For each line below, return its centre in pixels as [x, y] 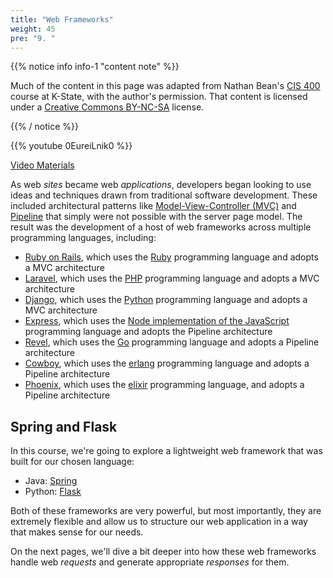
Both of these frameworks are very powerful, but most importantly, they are [166, 511]
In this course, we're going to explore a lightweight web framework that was [166, 451]
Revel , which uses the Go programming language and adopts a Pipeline [172, 342]
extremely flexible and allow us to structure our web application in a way [159, 522]
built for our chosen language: [72, 462]
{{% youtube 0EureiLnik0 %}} [71, 146]
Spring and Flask [64, 426]
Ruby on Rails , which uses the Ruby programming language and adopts [171, 257]
